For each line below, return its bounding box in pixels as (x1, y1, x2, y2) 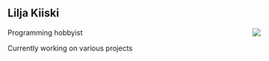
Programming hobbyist (7, 27, 84, 37)
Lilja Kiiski (7, 6, 59, 20)
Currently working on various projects (7, 43, 133, 53)
